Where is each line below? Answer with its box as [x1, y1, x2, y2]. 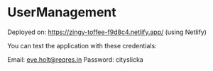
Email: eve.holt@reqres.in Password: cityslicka [7, 55, 143, 64]
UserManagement [7, 4, 117, 21]
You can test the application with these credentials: [7, 41, 158, 50]
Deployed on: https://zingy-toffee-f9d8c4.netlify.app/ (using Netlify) [7, 28, 207, 36]
